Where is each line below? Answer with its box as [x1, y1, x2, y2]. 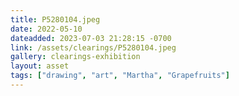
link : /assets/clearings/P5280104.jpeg [10, 42, 177, 53]
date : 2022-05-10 [10, 24, 83, 34]
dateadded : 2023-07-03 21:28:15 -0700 [10, 33, 172, 43]
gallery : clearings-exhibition [10, 52, 141, 62]
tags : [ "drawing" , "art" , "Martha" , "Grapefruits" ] [10, 71, 230, 81]
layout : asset [10, 61, 70, 71]
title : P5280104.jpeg [10, 14, 101, 25]
